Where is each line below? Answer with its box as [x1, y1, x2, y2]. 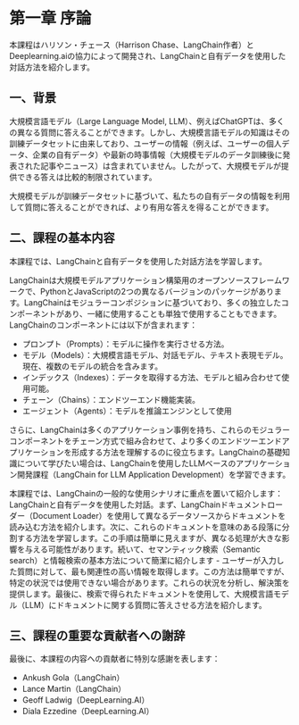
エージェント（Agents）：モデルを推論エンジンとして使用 [21, 405, 232, 416]
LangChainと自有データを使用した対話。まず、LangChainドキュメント [9, 499, 268, 510]
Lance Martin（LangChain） [21, 684, 127, 695]
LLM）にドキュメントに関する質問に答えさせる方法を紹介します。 [24, 599, 268, 610]
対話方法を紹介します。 [9, 62, 96, 72]
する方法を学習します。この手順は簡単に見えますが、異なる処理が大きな [16, 532, 283, 543]
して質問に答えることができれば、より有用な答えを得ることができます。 [9, 202, 274, 212]
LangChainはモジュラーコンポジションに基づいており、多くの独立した [23, 296, 281, 308]
